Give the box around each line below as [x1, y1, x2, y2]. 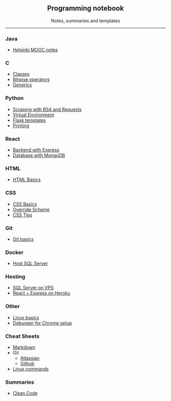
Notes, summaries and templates [50, 17, 121, 23]
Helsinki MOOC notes [12, 47, 58, 53]
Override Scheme [12, 206, 50, 212]
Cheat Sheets [5, 333, 40, 340]
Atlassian [20, 355, 40, 361]
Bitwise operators [12, 77, 50, 83]
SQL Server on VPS [12, 285, 54, 291]
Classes [12, 71, 30, 77]
